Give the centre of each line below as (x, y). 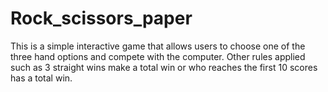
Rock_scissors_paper (101, 18)
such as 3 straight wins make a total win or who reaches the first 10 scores (164, 67)
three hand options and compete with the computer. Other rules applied (158, 56)
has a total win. (41, 78)
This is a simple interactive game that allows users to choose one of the (158, 46)
